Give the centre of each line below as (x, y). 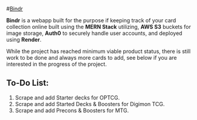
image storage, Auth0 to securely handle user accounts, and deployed (94, 33)
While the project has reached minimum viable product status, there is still (98, 51)
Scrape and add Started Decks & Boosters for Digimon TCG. (90, 104)
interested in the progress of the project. (57, 64)
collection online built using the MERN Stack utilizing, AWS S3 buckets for (99, 27)
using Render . (24, 39)
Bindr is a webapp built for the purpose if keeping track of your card (91, 20)
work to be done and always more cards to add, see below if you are (92, 58)
